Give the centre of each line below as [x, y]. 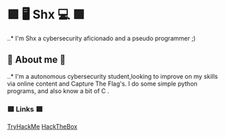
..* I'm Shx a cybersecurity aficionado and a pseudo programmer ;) [102, 38]
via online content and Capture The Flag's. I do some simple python [103, 84]
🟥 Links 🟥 [25, 109]
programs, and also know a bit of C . [58, 90]
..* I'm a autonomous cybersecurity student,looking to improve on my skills [112, 76]
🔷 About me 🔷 [37, 60]
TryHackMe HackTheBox [42, 127]
